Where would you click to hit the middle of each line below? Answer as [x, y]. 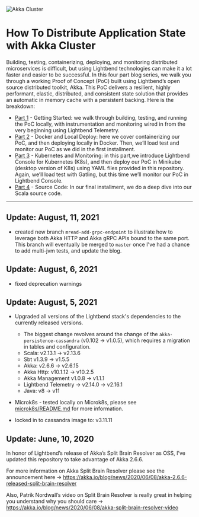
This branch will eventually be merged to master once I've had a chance [102, 244]
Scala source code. [38, 193]
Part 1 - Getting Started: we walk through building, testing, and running [101, 117]
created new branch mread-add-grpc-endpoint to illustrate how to [94, 232]
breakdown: [21, 106]
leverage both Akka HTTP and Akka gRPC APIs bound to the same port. [102, 238]
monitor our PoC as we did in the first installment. [75, 149]
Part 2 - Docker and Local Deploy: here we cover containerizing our [97, 136]
